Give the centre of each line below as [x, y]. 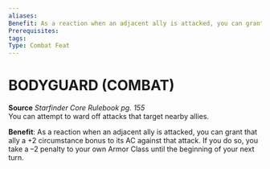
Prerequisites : [34, 31]
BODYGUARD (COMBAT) [92, 86]
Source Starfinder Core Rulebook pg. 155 [77, 108]
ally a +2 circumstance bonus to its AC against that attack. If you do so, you [133, 141]
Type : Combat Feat [39, 46]
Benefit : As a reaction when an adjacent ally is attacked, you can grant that [133, 132]
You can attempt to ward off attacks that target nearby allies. [109, 117]
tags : [17, 38]
